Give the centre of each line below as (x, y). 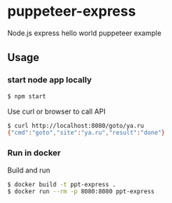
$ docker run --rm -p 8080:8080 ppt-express (81, 192)
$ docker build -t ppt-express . (62, 184)
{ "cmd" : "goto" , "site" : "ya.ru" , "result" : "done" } (86, 133)
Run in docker (34, 153)
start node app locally (50, 80)
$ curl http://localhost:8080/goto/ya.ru (76, 125)
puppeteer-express (72, 11)
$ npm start (27, 96)
